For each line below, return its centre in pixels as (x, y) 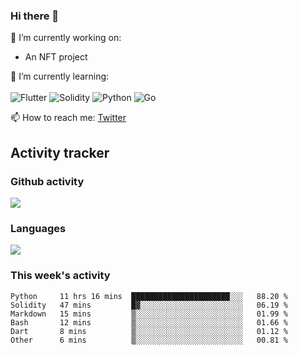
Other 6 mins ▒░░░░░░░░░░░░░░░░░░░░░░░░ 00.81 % (149, 340)
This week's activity (60, 276)
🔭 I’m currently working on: (66, 38)
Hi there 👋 (35, 16)
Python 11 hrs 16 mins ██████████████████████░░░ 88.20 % (149, 296)
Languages (38, 228)
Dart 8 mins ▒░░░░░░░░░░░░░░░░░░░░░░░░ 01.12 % (149, 331)
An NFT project (56, 57)
